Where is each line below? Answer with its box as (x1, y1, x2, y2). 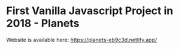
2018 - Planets (6, 17, 80, 30)
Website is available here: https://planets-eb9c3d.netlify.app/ (6, 36, 157, 43)
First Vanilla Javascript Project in (6, 4, 174, 18)
